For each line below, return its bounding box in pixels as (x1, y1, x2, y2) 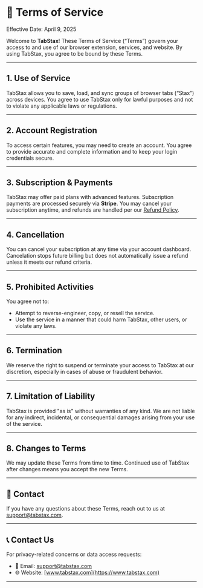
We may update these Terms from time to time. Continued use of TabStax (6, 459, 189, 466)
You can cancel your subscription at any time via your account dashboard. (6, 246, 192, 253)
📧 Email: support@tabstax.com (14, 563, 92, 570)
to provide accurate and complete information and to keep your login (6, 148, 178, 155)
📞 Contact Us (6, 535, 54, 545)
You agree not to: (6, 298, 50, 305)
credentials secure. (6, 154, 54, 162)
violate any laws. (14, 322, 57, 329)
